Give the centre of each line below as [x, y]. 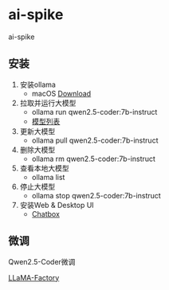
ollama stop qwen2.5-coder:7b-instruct [96, 195]
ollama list [48, 177]
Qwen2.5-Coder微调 [42, 261]
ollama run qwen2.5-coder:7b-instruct [94, 112]
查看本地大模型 [44, 168]
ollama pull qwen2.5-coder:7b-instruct [95, 140]
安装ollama [37, 84]
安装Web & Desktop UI [57, 205]
